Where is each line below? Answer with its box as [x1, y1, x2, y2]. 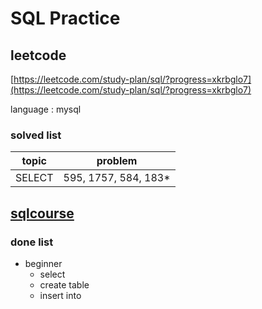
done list [10, 235, 54, 249]
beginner [24, 257, 63, 269]
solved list [10, 128, 62, 142]
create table [39, 278, 90, 291]
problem [96, 154, 138, 168]
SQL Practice [10, 7, 121, 30]
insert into [39, 289, 82, 301]
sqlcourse [10, 205, 75, 222]
